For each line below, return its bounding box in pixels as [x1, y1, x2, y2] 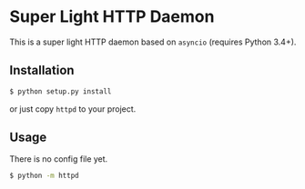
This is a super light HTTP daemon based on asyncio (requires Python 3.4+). [9, 36, 297, 47]
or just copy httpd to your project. [9, 103, 137, 114]
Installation [9, 63, 75, 78]
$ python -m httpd [9, 171, 79, 181]
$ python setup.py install [9, 86, 112, 96]
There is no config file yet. [9, 154, 108, 164]
